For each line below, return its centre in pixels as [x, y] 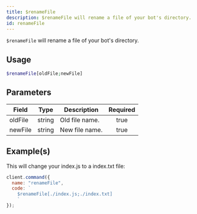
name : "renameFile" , [38, 183]
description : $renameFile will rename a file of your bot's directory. [99, 18]
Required [122, 109]
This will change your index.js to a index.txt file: [66, 166]
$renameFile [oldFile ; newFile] [45, 74]
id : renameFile [26, 23]
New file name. [81, 129]
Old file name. [80, 120]
